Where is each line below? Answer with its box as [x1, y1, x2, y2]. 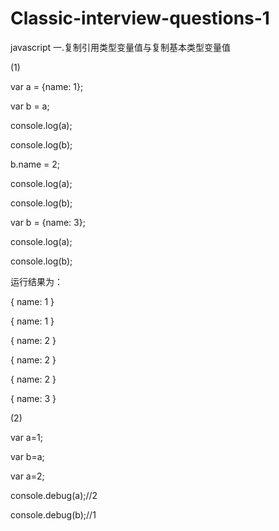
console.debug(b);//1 [10, 508, 97, 521]
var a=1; [10, 431, 43, 443]
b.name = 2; [10, 158, 61, 170]
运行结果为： [10, 275, 63, 287]
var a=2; [10, 470, 45, 482]
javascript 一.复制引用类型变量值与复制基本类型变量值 [10, 41, 232, 53]
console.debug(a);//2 [10, 489, 98, 501]
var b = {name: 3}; [10, 216, 86, 228]
